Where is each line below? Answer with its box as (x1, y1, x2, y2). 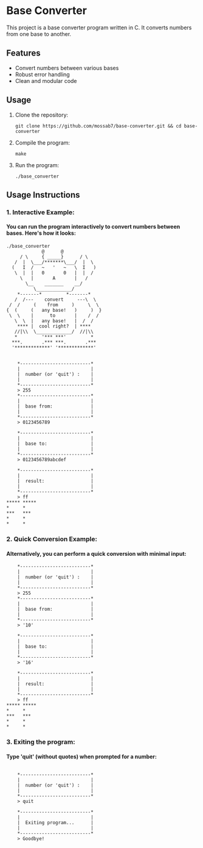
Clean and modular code (15, 77, 77, 84)
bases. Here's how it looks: (6, 229, 76, 237)
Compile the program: (15, 138, 71, 146)
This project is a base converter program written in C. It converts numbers (6, 24, 192, 31)
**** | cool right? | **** (17, 323, 91, 329)
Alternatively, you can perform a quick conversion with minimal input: (6, 550, 187, 557)
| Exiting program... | (17, 820, 94, 826)
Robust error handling (15, 71, 70, 78)
